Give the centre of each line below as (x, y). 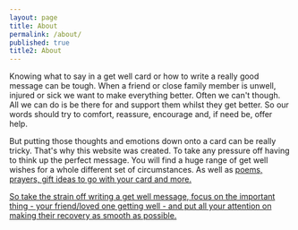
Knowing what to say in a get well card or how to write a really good (134, 76)
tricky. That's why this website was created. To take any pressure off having (149, 151)
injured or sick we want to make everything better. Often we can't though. (145, 96)
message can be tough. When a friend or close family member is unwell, (143, 86)
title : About (34, 26)
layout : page (34, 17)
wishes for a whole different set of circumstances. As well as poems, (136, 170)
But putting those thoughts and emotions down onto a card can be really (143, 141)
